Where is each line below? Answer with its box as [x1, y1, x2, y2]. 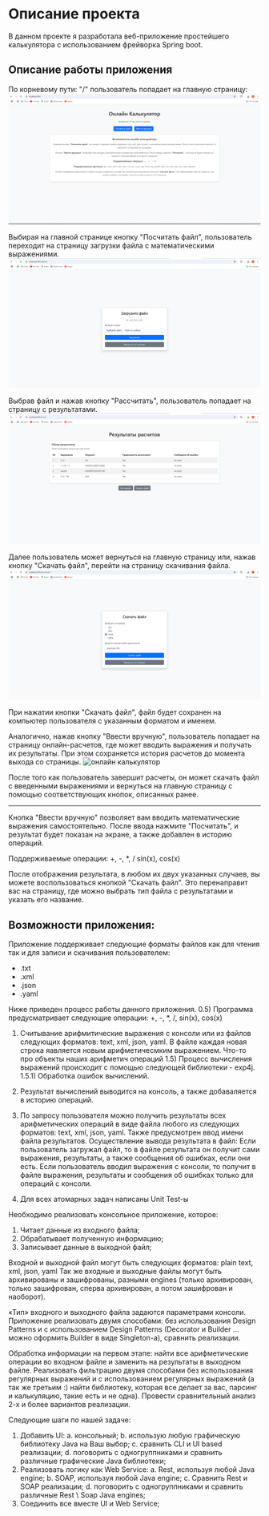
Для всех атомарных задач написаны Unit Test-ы [19, 1195, 189, 1204]
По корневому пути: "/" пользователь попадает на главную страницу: [8, 84, 248, 94]
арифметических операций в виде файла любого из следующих [19, 1119, 240, 1129]
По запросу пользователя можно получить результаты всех [19, 1111, 227, 1120]
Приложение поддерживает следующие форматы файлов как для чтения [8, 939, 260, 950]
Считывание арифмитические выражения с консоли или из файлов [19, 1029, 251, 1038]
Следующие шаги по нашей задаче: [8, 1415, 131, 1425]
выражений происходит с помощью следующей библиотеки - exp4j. [19, 1062, 255, 1072]
